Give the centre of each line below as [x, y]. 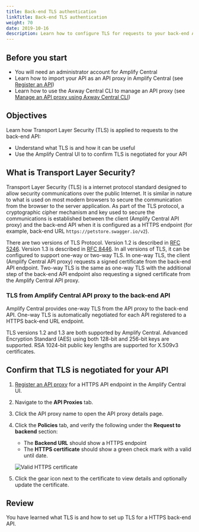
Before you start [37, 58]
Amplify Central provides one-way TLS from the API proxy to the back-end [97, 308]
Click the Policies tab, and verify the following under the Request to [98, 425]
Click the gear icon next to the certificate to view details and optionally [101, 478]
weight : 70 [20, 23]
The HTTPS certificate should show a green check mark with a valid [107, 449]
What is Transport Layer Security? [71, 173]
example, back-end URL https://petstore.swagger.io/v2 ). [78, 231]
